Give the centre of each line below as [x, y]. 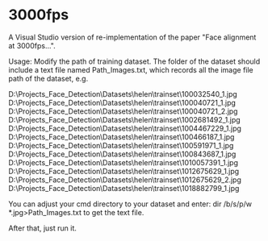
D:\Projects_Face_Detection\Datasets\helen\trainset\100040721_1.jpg [122, 102]
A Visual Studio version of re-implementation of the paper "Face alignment [132, 37]
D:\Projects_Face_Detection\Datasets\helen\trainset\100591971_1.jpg [121, 145]
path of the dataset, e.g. [48, 78]
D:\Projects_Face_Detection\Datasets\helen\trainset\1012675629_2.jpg [125, 180]
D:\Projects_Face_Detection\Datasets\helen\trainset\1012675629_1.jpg [124, 171]
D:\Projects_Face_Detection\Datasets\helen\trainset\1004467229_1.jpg [125, 128]
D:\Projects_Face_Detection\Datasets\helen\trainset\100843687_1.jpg [122, 154]
